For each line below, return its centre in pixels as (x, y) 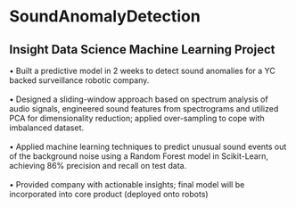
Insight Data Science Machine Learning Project (142, 50)
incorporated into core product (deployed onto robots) (109, 194)
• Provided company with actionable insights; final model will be (127, 184)
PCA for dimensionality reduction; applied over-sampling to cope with (137, 118)
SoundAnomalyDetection (105, 17)
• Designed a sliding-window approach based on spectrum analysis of (139, 99)
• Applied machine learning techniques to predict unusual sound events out (148, 146)
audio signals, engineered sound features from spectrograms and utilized (144, 108)
